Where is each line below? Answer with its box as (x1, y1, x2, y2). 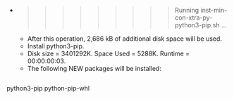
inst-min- (199, 6, 228, 14)
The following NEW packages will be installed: (27, 65, 161, 72)
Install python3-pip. (27, 42, 85, 50)
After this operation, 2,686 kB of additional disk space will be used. (27, 34, 223, 43)
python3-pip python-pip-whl (6, 84, 90, 92)
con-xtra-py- (174, 13, 213, 22)
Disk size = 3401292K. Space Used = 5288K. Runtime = (27, 49, 190, 58)
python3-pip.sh (174, 21, 220, 29)
